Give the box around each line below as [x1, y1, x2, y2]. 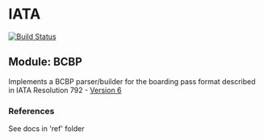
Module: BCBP [8, 55, 82, 69]
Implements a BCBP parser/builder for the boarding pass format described [8, 76, 256, 86]
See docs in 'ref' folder [8, 124, 85, 134]
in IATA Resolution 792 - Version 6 [8, 85, 123, 95]
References [8, 105, 55, 117]
